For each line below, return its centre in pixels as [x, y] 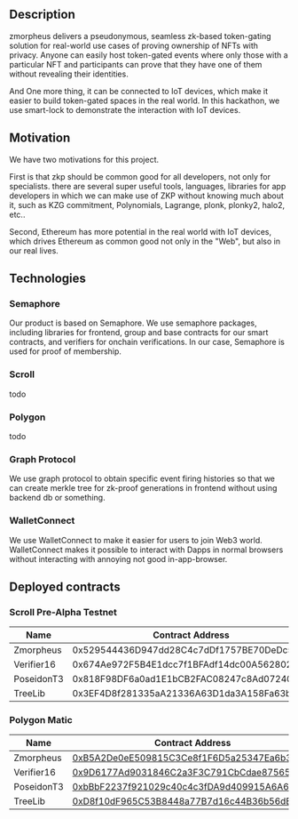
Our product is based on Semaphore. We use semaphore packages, [133, 323]
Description [42, 15]
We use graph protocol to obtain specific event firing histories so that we [142, 478]
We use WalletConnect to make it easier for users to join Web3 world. [136, 540]
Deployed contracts [65, 586]
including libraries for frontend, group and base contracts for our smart [139, 333]
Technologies [48, 279]
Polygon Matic [41, 720]
